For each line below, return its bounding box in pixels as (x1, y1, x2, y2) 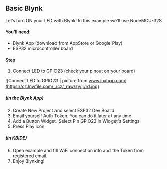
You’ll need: (5, 29, 31, 35)
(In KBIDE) (5, 135, 27, 141)
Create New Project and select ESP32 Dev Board (12, 108, 115, 114)
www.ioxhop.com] (88, 78, 127, 84)
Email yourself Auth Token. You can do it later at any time (12, 113, 132, 119)
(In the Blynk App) (5, 95, 44, 101)
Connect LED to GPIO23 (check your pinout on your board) (12, 68, 135, 74)
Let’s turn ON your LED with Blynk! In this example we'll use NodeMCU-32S (5, 17, 162, 23)
